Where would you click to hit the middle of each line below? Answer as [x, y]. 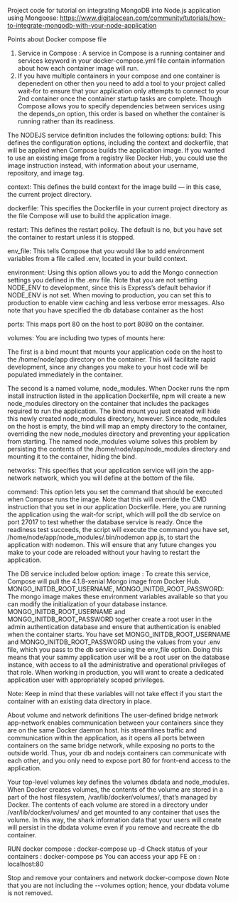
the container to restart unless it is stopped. [71, 237]
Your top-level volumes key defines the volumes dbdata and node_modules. [118, 782]
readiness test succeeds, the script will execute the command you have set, [118, 530]
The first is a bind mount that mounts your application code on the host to [115, 352]
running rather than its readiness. [66, 121]
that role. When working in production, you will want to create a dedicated [115, 672]
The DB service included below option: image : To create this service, [109, 574]
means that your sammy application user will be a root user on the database [118, 657]
